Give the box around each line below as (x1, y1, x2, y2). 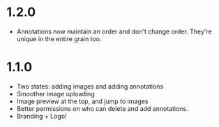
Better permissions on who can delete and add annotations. (16, 104, 189, 112)
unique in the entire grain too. (16, 34, 102, 43)
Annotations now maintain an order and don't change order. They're (16, 27, 212, 36)
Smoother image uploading (16, 89, 95, 98)
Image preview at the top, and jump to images (16, 97, 149, 105)
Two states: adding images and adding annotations (16, 82, 164, 91)
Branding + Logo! (16, 112, 67, 120)
